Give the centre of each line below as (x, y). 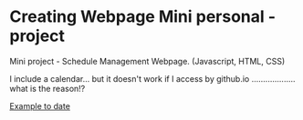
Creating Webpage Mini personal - (143, 17)
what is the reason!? (47, 88)
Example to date (40, 105)
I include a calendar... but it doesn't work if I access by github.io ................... (152, 78)
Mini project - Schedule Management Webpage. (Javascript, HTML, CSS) (147, 61)
